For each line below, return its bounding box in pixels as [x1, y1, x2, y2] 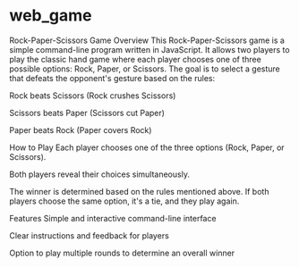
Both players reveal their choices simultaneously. [9, 169, 191, 179]
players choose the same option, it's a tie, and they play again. [9, 196, 240, 206]
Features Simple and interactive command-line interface [9, 213, 217, 223]
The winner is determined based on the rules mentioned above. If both [9, 186, 269, 196]
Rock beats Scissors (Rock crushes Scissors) [9, 90, 176, 101]
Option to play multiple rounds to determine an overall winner [9, 247, 235, 258]
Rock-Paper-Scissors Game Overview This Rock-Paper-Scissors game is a [9, 35, 285, 46]
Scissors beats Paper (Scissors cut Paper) [9, 107, 166, 118]
